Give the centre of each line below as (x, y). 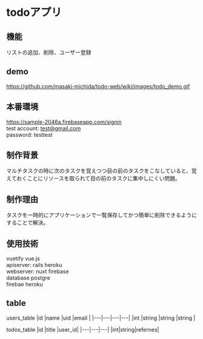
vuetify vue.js (23, 258)
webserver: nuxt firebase (38, 272)
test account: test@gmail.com (44, 128)
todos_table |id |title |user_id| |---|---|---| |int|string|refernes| (83, 329)
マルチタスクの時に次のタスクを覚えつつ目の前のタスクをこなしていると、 (99, 171)
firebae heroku (25, 285)
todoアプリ (34, 12)
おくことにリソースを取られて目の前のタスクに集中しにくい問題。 (98, 179)
